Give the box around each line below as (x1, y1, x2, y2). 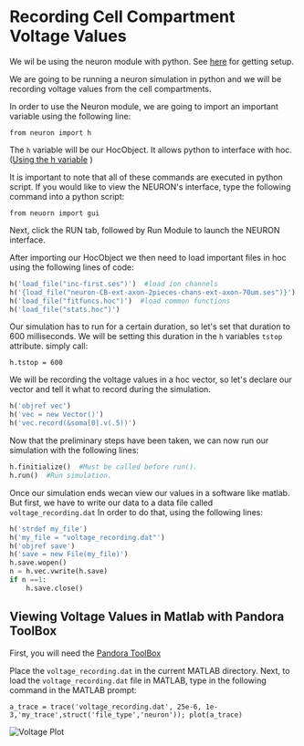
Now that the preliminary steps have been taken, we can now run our (9, 435, 269, 446)
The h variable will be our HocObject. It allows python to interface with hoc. (9, 144, 292, 155)
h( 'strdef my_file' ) (9, 524, 89, 534)
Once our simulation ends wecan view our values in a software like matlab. (9, 487, 290, 498)
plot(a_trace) (188, 710, 244, 720)
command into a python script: (9, 191, 125, 202)
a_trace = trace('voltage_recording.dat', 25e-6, (9, 702, 203, 711)
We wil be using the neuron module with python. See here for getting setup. (9, 56, 295, 67)
